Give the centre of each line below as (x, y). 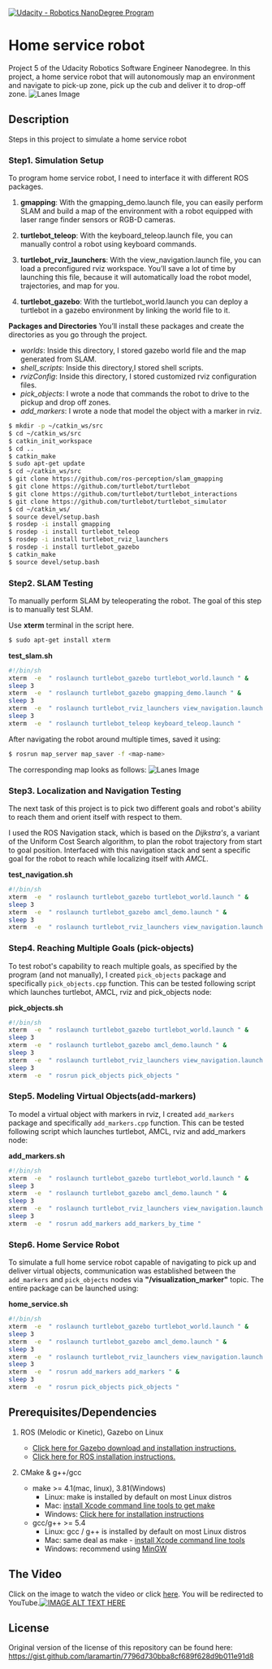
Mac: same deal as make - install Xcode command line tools (145, 1540)
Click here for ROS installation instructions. (104, 1457)
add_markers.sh (37, 1155)
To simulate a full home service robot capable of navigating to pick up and (133, 1263)
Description (39, 119)
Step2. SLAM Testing (51, 583)
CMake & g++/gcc (51, 1472)
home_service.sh (39, 1304)
